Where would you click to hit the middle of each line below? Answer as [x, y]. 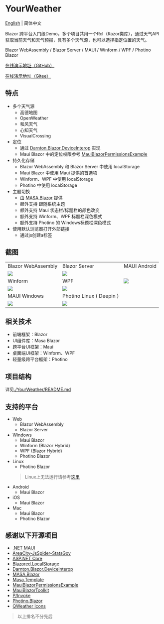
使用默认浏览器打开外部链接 [41, 229]
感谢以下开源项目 [31, 536]
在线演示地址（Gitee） [28, 76]
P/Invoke [21, 595]
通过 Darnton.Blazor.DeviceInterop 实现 [60, 148]
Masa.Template [28, 579]
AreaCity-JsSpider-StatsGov [42, 553]
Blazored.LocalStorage [36, 564]
